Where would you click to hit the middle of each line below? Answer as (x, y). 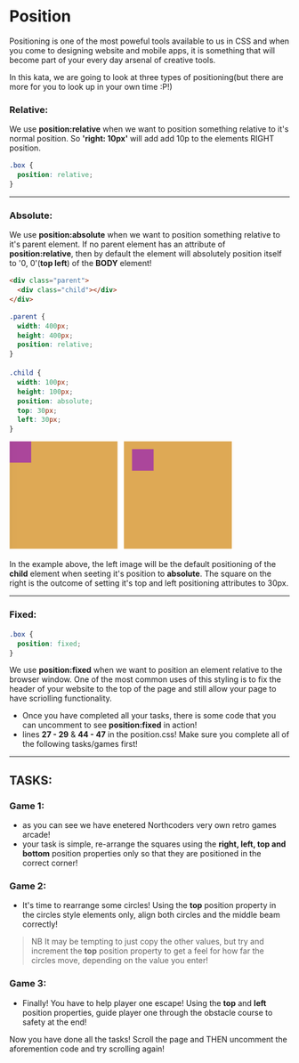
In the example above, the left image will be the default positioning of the (143, 564)
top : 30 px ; (37, 410)
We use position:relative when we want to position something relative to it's (149, 129)
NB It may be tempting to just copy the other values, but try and (147, 942)
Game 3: (28, 984)
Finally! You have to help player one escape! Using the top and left (144, 1002)
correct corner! (50, 863)
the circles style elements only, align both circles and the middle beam (151, 915)
